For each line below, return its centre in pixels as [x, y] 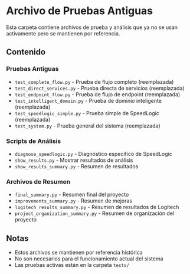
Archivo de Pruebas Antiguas [80, 11]
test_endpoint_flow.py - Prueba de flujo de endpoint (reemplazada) [97, 94]
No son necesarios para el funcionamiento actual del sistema [89, 259]
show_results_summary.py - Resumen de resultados [76, 166]
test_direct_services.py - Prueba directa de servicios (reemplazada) [99, 88]
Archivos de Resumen [38, 181]
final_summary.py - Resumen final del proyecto [72, 195]
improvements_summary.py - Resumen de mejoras [73, 201]
